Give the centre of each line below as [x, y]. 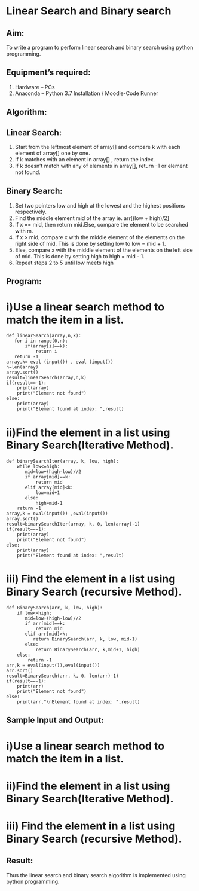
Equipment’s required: [48, 73]
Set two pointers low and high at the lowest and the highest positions [100, 205]
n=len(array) [22, 367]
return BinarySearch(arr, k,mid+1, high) [88, 650]
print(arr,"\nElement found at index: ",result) [79, 702]
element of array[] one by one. [53, 153]
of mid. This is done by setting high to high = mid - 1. [79, 256]
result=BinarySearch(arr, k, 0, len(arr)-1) [62, 676]
